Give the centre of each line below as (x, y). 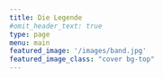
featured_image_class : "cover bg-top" (82, 59)
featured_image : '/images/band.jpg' (78, 51)
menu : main (30, 43)
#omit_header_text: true (56, 26)
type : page (30, 34)
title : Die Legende (46, 17)
